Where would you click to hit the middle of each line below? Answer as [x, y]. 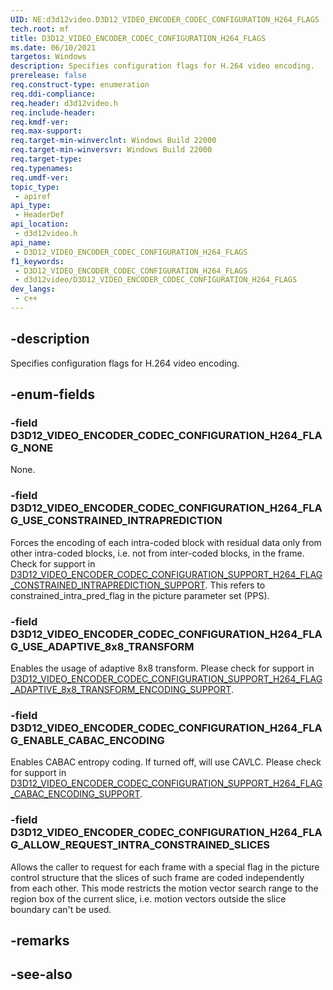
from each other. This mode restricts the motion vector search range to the [164, 888]
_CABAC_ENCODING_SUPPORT [75, 794]
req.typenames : [42, 168]
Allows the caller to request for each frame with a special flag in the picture [165, 867]
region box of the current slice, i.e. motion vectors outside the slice [148, 898]
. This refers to [235, 585]
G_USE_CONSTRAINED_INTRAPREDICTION [116, 521]
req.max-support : [46, 131]
